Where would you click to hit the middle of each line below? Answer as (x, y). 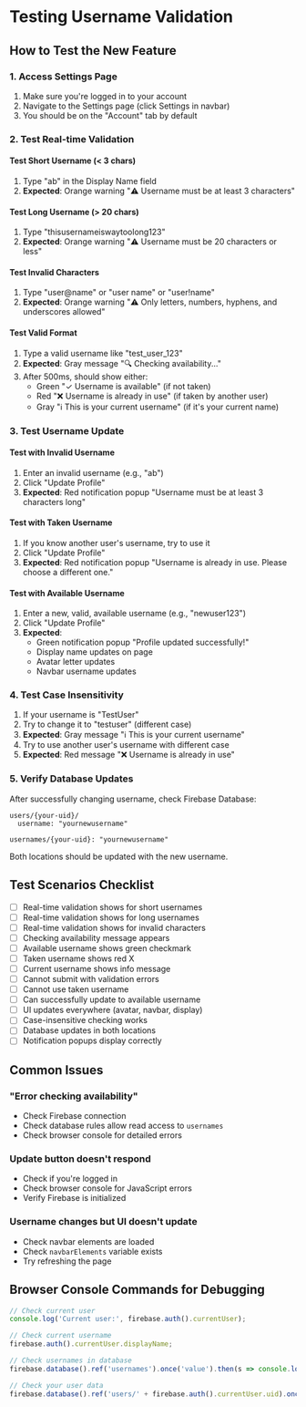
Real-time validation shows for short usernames (112, 907)
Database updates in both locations (89, 1030)
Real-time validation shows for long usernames (111, 917)
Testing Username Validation (122, 17)
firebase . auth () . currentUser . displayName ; (91, 1344)
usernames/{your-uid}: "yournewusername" (89, 839)
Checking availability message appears (96, 937)
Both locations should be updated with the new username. (119, 856)
